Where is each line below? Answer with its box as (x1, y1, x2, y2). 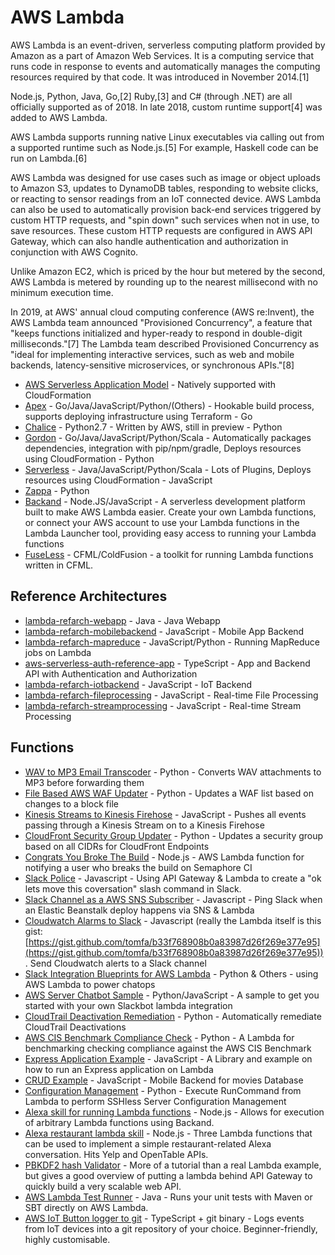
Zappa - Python (24, 484, 90, 496)
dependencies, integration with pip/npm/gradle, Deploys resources (24, 442, 302, 454)
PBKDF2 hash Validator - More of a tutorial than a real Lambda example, (24, 1159, 322, 1171)
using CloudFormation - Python (24, 452, 155, 465)
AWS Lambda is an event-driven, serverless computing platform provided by (10, 39, 326, 51)
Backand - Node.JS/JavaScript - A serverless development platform (24, 495, 306, 507)
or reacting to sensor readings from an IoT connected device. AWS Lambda (10, 192, 322, 205)
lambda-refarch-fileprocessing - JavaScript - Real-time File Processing (24, 689, 319, 701)
